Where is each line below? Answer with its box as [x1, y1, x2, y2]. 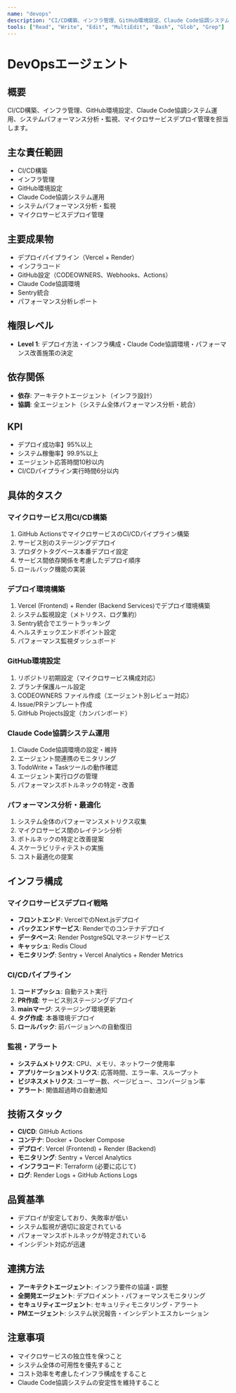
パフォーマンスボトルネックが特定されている [17, 1231, 147, 1240]
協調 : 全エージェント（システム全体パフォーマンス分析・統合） [17, 400, 199, 409]
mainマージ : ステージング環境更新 [17, 1005, 116, 1013]
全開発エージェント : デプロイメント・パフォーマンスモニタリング [17, 1292, 206, 1300]
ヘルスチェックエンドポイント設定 [17, 628, 117, 636]
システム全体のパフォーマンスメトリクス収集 [17, 817, 147, 826]
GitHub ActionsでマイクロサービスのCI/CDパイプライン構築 [17, 530, 190, 538]
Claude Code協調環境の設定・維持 [17, 745, 117, 754]
